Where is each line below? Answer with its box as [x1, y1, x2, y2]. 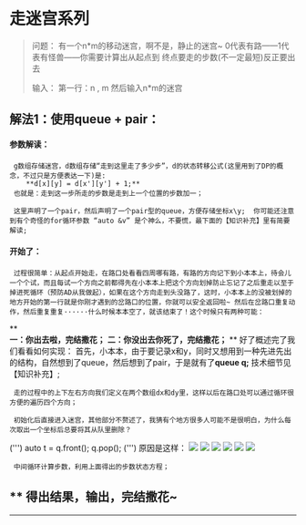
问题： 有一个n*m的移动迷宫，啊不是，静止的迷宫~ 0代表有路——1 [31, 40, 282, 51]
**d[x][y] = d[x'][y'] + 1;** [25, 179, 141, 188]
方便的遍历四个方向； [9, 397, 77, 407]
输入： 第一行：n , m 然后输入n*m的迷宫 [31, 82, 183, 93]
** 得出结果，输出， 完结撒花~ [9, 489, 178, 505]
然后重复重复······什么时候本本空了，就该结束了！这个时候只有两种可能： [22, 307, 265, 316]
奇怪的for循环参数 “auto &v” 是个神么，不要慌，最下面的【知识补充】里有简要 [29, 216, 291, 225]
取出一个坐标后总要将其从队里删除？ [15, 425, 132, 434]
